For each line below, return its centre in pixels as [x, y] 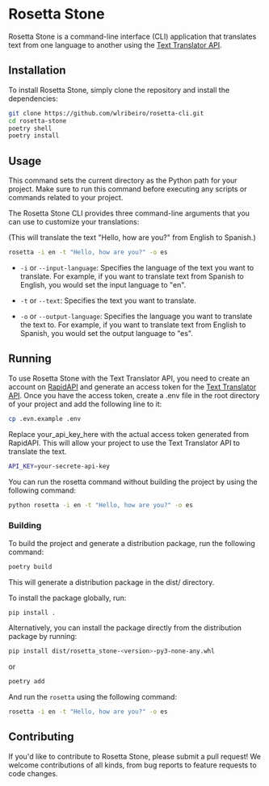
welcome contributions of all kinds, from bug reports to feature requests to [132, 765]
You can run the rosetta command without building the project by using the [133, 481]
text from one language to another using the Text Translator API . [115, 44]
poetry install [34, 136]
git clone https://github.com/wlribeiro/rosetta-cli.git [106, 113]
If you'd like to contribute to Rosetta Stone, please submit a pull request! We [134, 756]
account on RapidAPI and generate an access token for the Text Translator [132, 387]
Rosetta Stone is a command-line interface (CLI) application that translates [132, 36]
